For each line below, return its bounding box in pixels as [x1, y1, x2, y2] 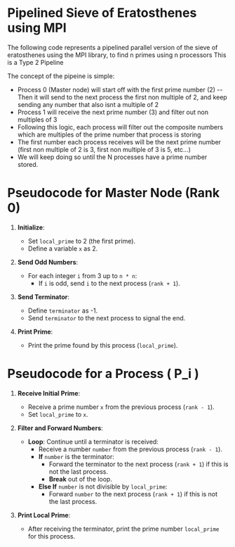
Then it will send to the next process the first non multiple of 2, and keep [17, 93, 228, 101]
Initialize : [17, 223, 45, 232]
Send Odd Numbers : [17, 258, 79, 266]
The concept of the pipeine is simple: [7, 72, 115, 80]
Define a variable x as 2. [27, 244, 98, 253]
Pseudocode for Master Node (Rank [7, 185, 220, 201]
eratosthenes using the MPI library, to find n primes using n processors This [7, 51, 227, 59]
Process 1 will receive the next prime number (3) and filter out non [17, 108, 209, 116]
